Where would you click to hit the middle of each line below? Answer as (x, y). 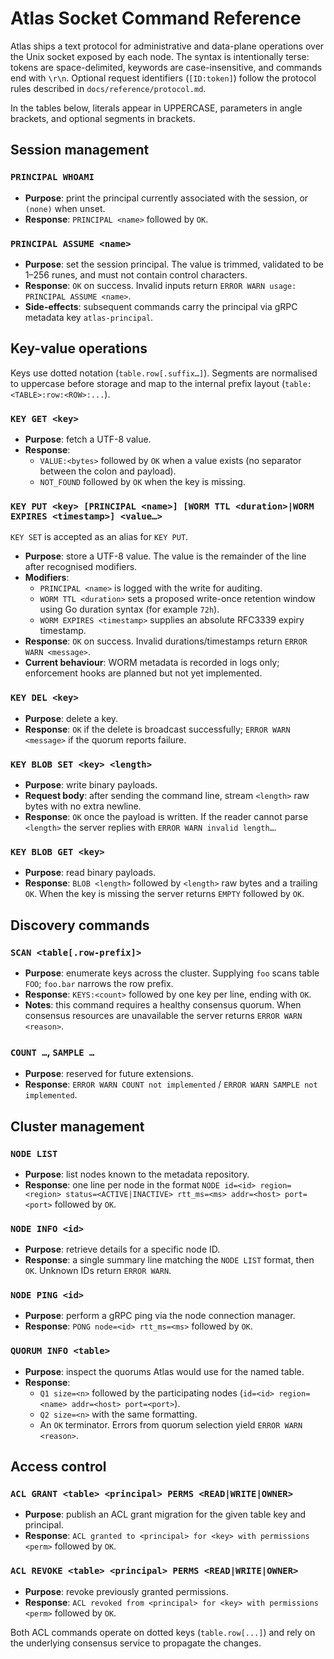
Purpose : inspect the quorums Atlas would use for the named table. (164, 1371)
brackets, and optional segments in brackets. (103, 118)
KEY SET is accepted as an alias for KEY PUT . (99, 537)
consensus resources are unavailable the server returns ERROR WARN (163, 1015)
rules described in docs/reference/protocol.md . (108, 88)
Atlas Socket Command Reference (156, 18)
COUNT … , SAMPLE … (52, 1052)
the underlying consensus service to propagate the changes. (136, 1643)
